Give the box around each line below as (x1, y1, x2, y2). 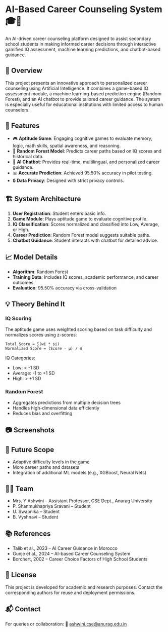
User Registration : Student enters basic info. (12, 210, 106, 216)
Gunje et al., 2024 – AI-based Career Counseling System (12, 551, 131, 556)
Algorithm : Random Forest (12, 269, 69, 275)
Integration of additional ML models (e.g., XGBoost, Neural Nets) (12, 470, 147, 476)
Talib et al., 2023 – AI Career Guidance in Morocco (12, 545, 118, 551)
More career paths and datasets (12, 464, 80, 470)
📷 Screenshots (5, 426, 54, 434)
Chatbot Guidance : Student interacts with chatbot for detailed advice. (12, 237, 158, 244)
